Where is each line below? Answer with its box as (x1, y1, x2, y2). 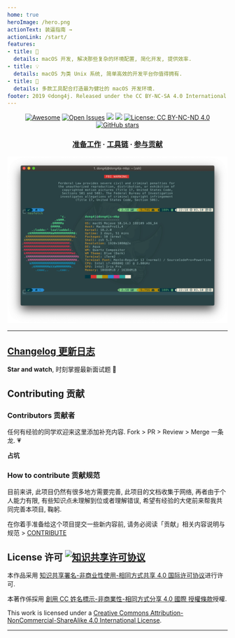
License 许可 (7, 551, 63, 563)
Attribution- (150, 609, 184, 617)
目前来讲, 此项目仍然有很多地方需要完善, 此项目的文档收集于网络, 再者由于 (7, 488, 220, 496)
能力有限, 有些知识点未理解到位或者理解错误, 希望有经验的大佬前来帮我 (13, 497, 217, 505)
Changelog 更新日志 (7, 345, 96, 357)
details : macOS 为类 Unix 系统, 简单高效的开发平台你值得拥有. (13, 70, 183, 77)
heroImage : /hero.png (7, 18, 71, 26)
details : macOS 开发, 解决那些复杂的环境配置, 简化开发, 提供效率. (13, 56, 192, 63)
